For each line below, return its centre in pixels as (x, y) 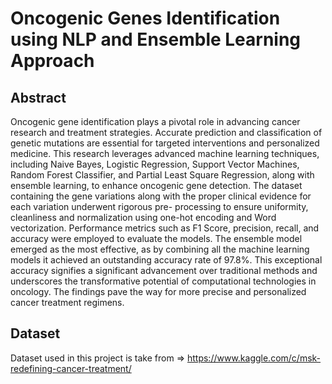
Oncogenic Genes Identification (145, 18)
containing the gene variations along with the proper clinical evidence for (161, 196)
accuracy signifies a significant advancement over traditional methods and (164, 270)
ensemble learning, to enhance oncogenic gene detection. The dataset (156, 185)
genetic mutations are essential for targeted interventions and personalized (165, 143)
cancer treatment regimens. (67, 302)
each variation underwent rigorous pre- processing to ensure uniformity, (159, 206)
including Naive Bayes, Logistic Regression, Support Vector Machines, (155, 164)
